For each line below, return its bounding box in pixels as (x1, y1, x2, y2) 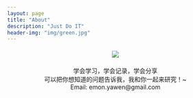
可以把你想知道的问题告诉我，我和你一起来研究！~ (44, 75, 187, 84)
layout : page (7, 10, 45, 17)
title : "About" (7, 16, 51, 23)
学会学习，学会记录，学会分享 (73, 66, 158, 75)
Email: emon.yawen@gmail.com (70, 83, 161, 91)
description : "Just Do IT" (7, 23, 84, 29)
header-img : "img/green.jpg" (7, 29, 91, 36)
